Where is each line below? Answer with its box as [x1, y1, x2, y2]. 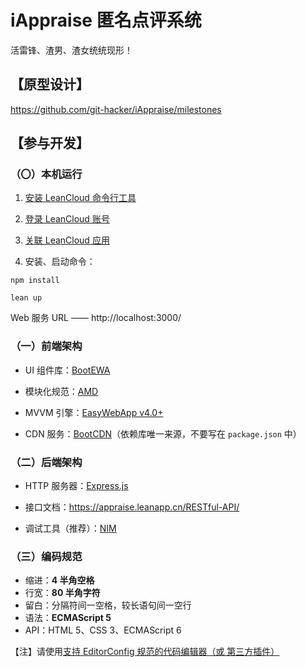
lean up [10, 293, 43, 303]
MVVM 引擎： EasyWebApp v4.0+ [24, 406, 164, 418]
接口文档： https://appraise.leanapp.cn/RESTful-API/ [24, 501, 240, 513]
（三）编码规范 [10, 549, 83, 563]
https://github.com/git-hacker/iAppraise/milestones [10, 103, 222, 115]
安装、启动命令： [24, 256, 96, 268]
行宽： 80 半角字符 [24, 587, 101, 599]
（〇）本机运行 [10, 167, 83, 181]
